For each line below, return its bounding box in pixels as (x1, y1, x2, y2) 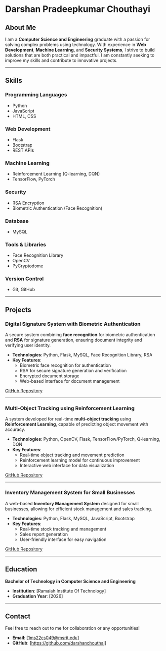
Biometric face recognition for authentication (19, 362, 111, 368)
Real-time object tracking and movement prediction (19, 452, 124, 458)
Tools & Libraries (5, 241, 46, 248)
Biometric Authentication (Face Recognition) (12, 205, 103, 211)
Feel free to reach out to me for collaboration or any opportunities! (5, 625, 140, 631)
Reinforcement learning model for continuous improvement (19, 457, 140, 463)
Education (5, 565, 38, 574)
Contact (5, 612, 31, 620)
